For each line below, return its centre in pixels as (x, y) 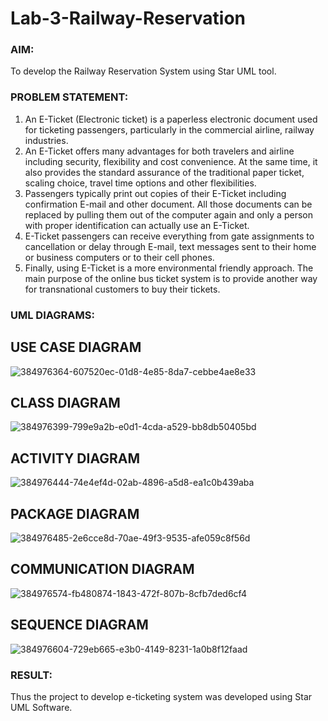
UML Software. (41, 707)
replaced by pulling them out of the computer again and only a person (168, 214)
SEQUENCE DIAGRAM (79, 625)
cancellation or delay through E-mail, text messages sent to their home (170, 246)
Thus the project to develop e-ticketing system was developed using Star (161, 696)
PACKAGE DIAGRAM (75, 513)
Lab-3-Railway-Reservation (128, 18)
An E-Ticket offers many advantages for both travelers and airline (159, 151)
